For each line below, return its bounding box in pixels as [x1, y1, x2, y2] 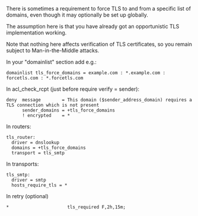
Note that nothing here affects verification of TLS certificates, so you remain [6, 41, 193, 47]
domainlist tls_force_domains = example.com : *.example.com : [6, 70, 166, 76]
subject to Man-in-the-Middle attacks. [6, 47, 100, 54]
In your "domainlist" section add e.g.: [6, 59, 97, 65]
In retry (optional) [6, 193, 49, 199]
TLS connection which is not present [6, 102, 100, 108]
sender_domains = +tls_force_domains [21, 107, 116, 113]
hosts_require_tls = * [11, 182, 68, 188]
